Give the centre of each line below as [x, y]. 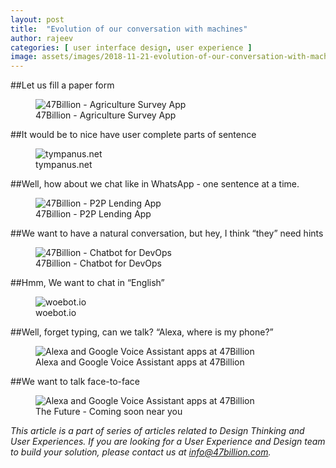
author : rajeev [42, 38]
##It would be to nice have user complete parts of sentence [133, 135]
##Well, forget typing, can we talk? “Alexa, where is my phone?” [142, 332]
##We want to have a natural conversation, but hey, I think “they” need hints [167, 233]
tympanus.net [64, 165]
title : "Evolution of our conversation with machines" [129, 29]
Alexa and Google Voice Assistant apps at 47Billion [140, 362]
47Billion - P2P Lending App [93, 214]
